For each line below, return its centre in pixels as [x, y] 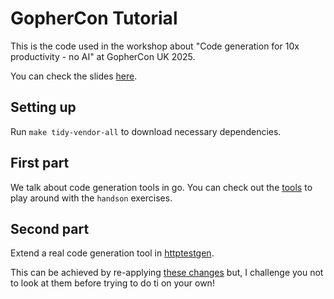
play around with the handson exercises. [91, 198]
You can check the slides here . [74, 76]
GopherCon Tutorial [94, 18]
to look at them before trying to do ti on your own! [112, 283]
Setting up [43, 107]
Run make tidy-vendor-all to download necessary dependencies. [146, 131]
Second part [50, 228]
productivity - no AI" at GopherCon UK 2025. [103, 56]
